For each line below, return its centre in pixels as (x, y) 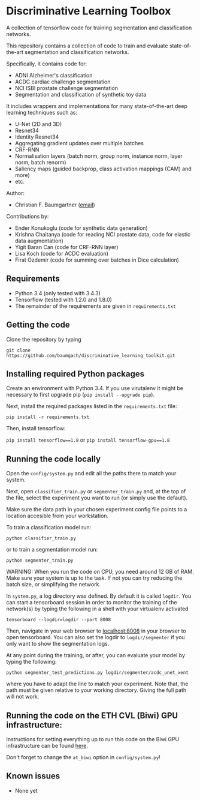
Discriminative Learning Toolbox (89, 11)
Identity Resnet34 (37, 137)
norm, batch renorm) (41, 162)
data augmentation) (39, 241)
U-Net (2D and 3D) (38, 124)
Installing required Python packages (75, 374)
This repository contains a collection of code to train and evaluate (87, 46)
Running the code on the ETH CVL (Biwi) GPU (92, 715)
